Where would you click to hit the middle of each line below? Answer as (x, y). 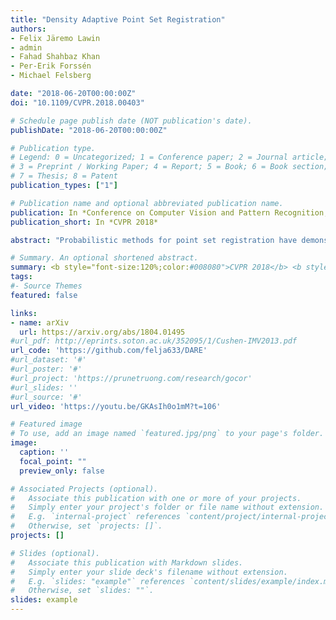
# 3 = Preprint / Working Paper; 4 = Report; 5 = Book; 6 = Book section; (169, 167)
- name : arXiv (40, 322)
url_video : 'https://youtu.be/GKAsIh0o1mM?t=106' (116, 406)
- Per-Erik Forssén (51, 66)
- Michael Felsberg (51, 76)
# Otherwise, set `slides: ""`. (82, 591)
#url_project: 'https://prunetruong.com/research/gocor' (131, 378)
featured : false (44, 295)
